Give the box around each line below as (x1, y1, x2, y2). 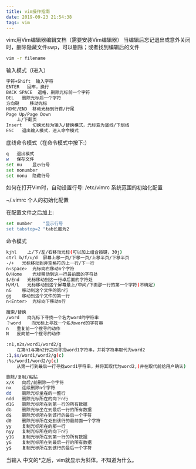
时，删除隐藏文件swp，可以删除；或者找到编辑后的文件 (6, 43, 140, 51)
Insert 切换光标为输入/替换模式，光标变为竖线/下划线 (6, 122, 130, 128)
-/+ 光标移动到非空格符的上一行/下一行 (6, 260, 95, 266)
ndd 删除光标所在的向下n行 (6, 396, 69, 402)
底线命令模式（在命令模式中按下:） (6, 139, 90, 146)
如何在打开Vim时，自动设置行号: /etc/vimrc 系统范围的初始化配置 (6, 184, 163, 191)
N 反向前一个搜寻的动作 (6, 331, 60, 337)
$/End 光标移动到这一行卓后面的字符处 (6, 277, 93, 283)
